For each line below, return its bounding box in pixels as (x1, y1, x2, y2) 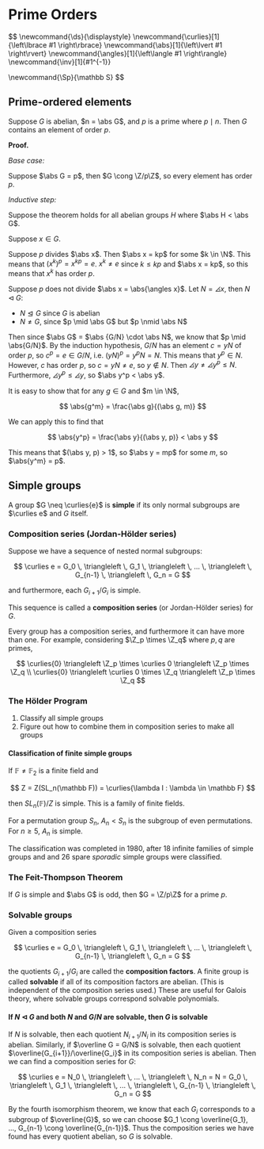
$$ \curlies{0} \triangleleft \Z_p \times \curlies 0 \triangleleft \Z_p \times (16, 658, 250, 668)
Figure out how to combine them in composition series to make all (19, 722, 235, 731)
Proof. (8, 140, 29, 150)
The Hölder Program (8, 695, 89, 707)
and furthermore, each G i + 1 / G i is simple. (8, 585, 141, 596)
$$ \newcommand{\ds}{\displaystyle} (8, 32, 132, 41)
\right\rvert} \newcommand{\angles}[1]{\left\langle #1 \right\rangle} (8, 48, 228, 58)
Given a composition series (8, 928, 97, 937)
